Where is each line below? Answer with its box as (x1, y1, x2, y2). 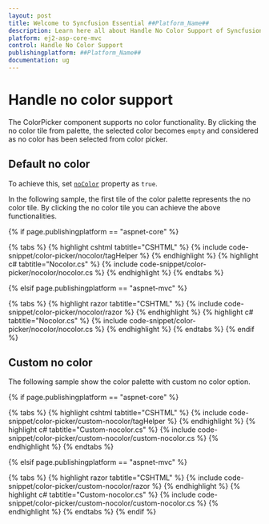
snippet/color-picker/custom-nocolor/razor (8, 482, 151, 491)
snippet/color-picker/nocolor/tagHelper (8, 250, 139, 260)
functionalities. (8, 211, 58, 221)
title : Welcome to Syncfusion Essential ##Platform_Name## (8, 19, 210, 27)
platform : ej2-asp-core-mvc (8, 34, 102, 42)
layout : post (8, 11, 52, 20)
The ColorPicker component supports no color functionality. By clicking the (8, 117, 257, 126)
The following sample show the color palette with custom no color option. (8, 377, 251, 386)
